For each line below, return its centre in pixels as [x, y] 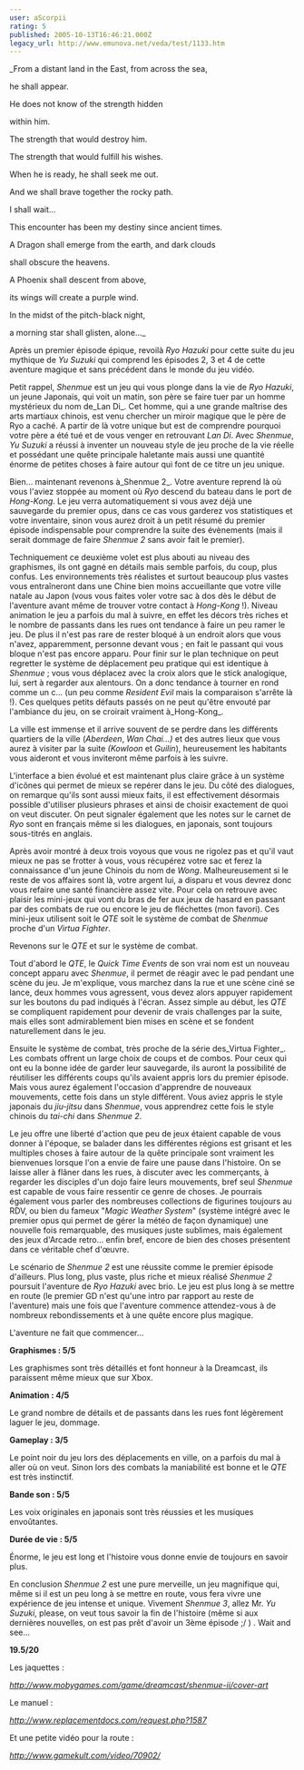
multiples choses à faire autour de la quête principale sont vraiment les [142, 1153]
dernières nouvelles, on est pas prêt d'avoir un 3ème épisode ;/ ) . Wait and [150, 1623]
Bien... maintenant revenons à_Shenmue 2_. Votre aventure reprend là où [146, 482]
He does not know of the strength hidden [86, 104]
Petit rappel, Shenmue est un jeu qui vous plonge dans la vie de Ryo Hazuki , [152, 388]
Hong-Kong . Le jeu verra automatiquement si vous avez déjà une [131, 501]
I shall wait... [33, 210]
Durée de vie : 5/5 [44, 1539]
